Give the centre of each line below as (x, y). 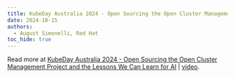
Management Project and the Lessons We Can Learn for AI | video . (104, 67)
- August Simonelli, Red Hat (56, 33)
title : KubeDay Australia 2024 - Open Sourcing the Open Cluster (104, 14)
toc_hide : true (29, 40)
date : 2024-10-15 (33, 20)
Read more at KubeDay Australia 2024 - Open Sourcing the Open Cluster (113, 59)
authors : (20, 26)
